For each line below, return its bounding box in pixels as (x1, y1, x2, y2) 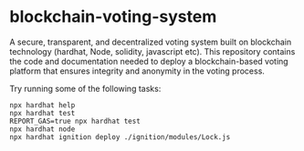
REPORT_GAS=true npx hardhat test (9, 116, 142, 126)
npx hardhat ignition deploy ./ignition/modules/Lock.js (9, 132, 231, 142)
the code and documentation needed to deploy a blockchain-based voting (9, 55, 289, 66)
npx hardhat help (9, 100, 76, 110)
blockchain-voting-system (9, 6, 217, 27)
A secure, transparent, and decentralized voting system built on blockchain (9, 36, 292, 47)
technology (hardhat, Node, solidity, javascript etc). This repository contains (9, 45, 296, 56)
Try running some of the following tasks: (9, 83, 162, 94)
